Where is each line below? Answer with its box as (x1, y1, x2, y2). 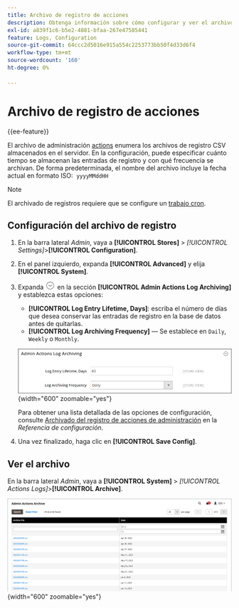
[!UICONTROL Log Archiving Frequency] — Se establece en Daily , (28, 327, 226, 335)
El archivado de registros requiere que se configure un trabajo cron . (7, 198, 206, 207)
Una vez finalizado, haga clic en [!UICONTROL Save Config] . (17, 437, 197, 446)
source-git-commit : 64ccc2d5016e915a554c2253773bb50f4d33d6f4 (7, 41, 196, 49)
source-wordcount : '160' (7, 57, 81, 64)
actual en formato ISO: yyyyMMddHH (7, 171, 109, 180)
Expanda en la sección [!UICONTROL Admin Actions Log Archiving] (17, 283, 232, 292)
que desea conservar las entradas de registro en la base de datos (28, 312, 221, 320)
